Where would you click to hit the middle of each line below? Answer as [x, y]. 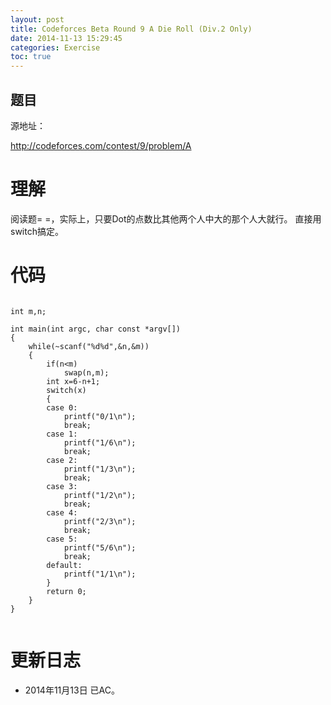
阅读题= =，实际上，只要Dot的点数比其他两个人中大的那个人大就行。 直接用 [166, 218]
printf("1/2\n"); [100, 495]
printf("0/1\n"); [100, 416]
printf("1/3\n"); [100, 469]
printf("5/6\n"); [100, 547]
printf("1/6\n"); [100, 442]
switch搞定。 [37, 231]
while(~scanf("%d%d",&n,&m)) [89, 346]
